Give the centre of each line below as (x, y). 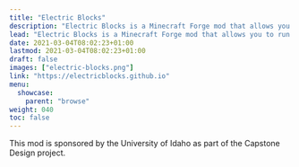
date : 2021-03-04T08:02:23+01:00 (72, 43)
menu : (19, 84)
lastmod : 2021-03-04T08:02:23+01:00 (77, 51)
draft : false (34, 59)
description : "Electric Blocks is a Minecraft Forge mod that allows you (150, 26)
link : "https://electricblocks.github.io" (90, 76)
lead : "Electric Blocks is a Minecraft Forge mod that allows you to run (150, 34)
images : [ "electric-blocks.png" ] (72, 68)
